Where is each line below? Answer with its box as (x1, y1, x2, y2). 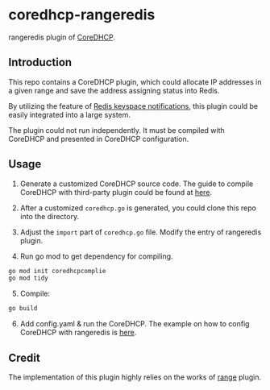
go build (8, 305, 38, 313)
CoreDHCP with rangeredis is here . (19, 328, 137, 338)
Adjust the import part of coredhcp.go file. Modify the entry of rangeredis (19, 227, 262, 237)
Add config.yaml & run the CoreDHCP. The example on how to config (19, 319, 250, 329)
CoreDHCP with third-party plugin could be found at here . (19, 187, 212, 197)
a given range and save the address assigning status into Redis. (8, 85, 220, 95)
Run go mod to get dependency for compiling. (19, 251, 173, 261)
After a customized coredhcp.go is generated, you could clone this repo (19, 203, 256, 213)
